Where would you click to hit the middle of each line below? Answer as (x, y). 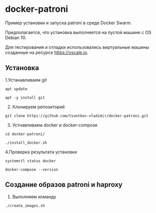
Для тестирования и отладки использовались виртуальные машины (77, 47)
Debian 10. (16, 38)
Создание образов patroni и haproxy (64, 185)
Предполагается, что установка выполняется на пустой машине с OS (78, 32)
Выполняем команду (34, 197)
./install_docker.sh (26, 143)
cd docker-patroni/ (25, 134)
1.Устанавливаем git (26, 80)
